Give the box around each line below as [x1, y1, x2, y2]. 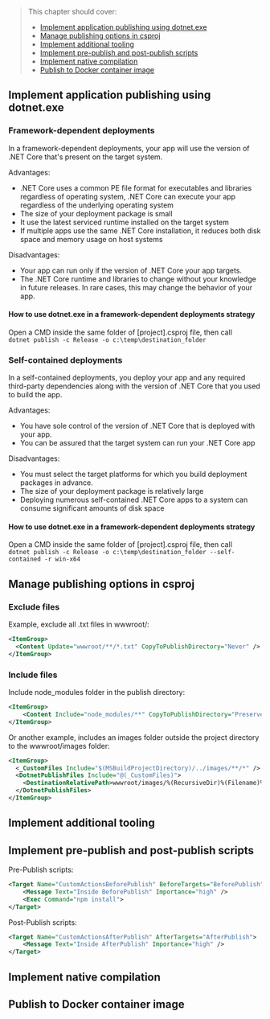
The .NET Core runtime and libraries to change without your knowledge [19, 273, 257, 284]
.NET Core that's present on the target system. [8, 152, 163, 162]
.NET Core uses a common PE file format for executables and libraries [19, 183, 252, 192]
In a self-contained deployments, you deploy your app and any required [8, 373, 246, 383]
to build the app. [8, 390, 63, 400]
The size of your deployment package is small [19, 208, 173, 218]
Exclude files [8, 601, 60, 612]
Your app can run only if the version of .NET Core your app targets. [19, 265, 243, 275]
